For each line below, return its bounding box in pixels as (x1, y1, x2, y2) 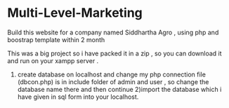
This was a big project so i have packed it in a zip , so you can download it (7, 49, 223, 58)
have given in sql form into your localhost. (17, 93, 139, 101)
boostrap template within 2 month (7, 35, 105, 43)
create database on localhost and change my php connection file (17, 70, 206, 79)
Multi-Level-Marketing (7, 5, 143, 21)
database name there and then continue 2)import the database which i (17, 85, 222, 93)
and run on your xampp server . (7, 56, 99, 65)
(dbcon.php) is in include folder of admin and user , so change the (17, 77, 209, 86)
